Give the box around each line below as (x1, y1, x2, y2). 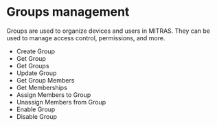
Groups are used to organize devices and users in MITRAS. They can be (6, 27, 211, 35)
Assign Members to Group (16, 90, 91, 99)
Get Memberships (16, 83, 68, 91)
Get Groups (16, 61, 49, 70)
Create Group (16, 47, 56, 55)
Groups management (6, 4, 130, 20)
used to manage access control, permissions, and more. (6, 33, 165, 42)
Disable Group (16, 112, 58, 120)
